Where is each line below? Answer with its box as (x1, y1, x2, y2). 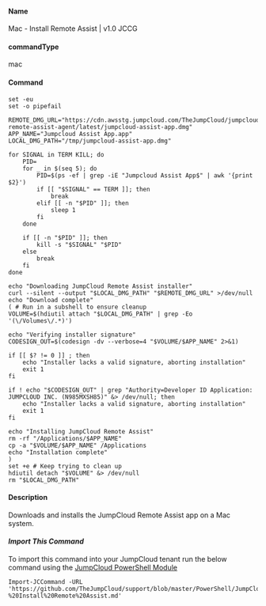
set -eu (8, 95, 34, 103)
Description (8, 493, 48, 502)
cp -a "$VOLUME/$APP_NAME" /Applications (8, 441, 147, 449)
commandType (8, 42, 59, 51)
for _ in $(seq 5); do (22, 165, 97, 172)
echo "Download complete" (8, 296, 93, 304)
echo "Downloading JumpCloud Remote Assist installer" (8, 282, 193, 290)
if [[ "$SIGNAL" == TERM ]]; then (36, 185, 150, 193)
